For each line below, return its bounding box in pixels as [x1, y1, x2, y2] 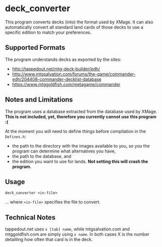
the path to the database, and [12, 153, 72, 159]
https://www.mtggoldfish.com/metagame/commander [12, 81, 121, 87]
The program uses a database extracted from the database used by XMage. [5, 108, 157, 114]
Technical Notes [5, 213, 56, 222]
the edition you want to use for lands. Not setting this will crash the [12, 158, 148, 164]
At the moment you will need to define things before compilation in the [5, 128, 146, 134]
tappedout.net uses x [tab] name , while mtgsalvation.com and [5, 226, 130, 232]
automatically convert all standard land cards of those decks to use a [5, 24, 144, 30]
